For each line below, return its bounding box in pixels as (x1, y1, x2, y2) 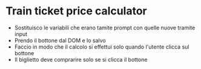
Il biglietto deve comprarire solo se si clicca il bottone (14, 56, 148, 63)
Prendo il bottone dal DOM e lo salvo (14, 37, 107, 44)
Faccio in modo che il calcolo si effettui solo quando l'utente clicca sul (14, 43, 189, 50)
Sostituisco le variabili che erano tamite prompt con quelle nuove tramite (14, 24, 196, 31)
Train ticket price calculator (5, 4, 147, 18)
